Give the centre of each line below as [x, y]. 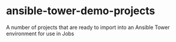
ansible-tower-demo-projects [81, 11]
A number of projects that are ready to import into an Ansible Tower [88, 27]
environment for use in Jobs [40, 33]
